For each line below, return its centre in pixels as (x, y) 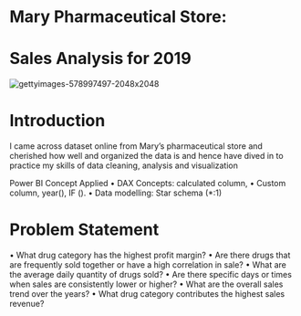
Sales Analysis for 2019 (100, 59)
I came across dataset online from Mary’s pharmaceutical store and (136, 146)
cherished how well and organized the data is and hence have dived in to (147, 156)
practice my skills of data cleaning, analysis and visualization (124, 165)
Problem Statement (84, 230)
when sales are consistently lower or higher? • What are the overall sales (146, 284)
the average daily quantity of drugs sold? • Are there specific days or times (150, 274)
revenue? (27, 304)
